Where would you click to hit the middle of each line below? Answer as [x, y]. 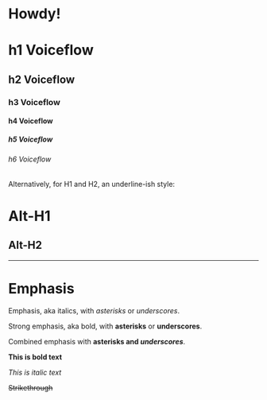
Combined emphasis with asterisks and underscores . [97, 341]
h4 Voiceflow [31, 121]
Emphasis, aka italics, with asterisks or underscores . [94, 310]
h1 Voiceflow [51, 50]
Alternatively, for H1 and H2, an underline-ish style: [92, 184]
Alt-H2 [25, 245]
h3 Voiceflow [35, 102]
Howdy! [35, 14]
